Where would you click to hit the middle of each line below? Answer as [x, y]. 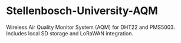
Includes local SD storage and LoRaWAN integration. [70, 33]
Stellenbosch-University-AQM [82, 11]
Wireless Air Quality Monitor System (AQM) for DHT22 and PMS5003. [91, 27]
